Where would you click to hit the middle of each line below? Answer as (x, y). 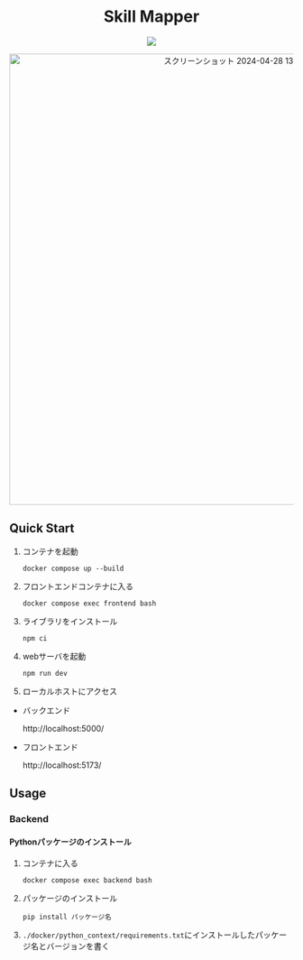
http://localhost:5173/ (62, 765)
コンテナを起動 (50, 551)
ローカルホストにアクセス (70, 691)
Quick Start (42, 528)
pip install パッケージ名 (67, 918)
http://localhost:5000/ (63, 728)
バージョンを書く (78, 946)
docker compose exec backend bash (87, 881)
